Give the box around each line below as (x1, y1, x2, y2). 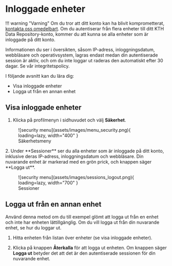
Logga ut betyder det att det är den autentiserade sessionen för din (12, 250, 156, 256)
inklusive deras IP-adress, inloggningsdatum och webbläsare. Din (5, 153, 144, 159)
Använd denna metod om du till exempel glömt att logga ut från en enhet (5, 214, 159, 220)
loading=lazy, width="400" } (18, 132, 79, 138)
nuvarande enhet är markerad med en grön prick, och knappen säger (5, 158, 152, 165)
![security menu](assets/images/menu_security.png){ (18, 127, 131, 133)
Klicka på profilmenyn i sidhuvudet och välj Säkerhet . (12, 117, 126, 123)
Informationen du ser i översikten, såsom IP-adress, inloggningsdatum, (5, 46, 155, 52)
